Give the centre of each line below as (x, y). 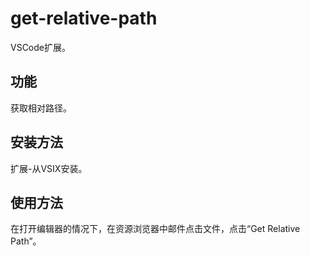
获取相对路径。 (41, 108)
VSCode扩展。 (40, 47)
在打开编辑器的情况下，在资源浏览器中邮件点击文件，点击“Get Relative (155, 229)
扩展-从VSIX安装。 (49, 168)
